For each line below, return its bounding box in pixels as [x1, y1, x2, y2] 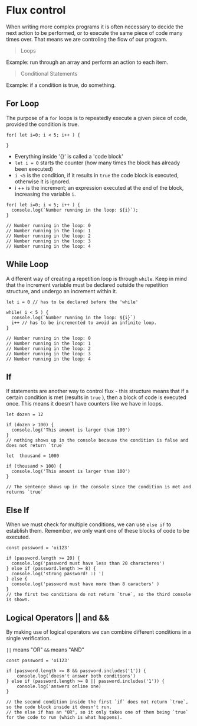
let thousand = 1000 [6, 453, 60, 459]
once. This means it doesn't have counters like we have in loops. [6, 400, 163, 407]
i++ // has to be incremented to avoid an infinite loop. [11, 320, 157, 326]
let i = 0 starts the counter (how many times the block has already [14, 159, 180, 166]
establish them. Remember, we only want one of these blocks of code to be [6, 527, 190, 534]
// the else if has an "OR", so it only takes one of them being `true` [6, 709, 189, 715]
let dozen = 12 [6, 411, 44, 417]
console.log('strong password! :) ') [11, 571, 104, 577]
